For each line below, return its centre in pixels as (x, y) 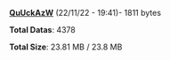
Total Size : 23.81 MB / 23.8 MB (66, 47)
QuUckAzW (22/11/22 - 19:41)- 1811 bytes (85, 13)
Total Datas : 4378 (42, 30)
